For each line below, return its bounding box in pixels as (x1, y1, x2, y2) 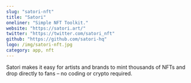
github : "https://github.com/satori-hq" (6, 36, 108, 42)
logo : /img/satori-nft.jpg (6, 42, 73, 48)
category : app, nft (6, 47, 54, 53)
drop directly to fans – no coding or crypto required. (6, 69, 132, 77)
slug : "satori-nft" (6, 8, 54, 15)
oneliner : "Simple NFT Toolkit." (6, 20, 89, 25)
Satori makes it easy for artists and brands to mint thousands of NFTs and (6, 63, 186, 71)
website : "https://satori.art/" (6, 25, 86, 31)
